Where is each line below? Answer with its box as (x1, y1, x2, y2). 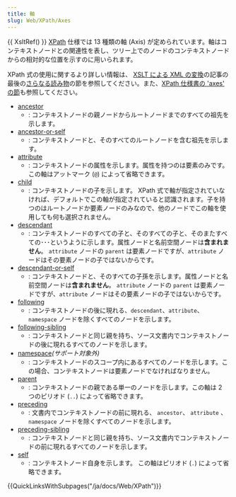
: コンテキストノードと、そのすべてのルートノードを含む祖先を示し (28, 135, 223, 144)
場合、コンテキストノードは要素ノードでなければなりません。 (34, 366, 214, 375)
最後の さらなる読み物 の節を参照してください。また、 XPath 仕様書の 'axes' (7, 79, 225, 87)
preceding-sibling (17, 425, 69, 433)
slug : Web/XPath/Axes (7, 17, 71, 24)
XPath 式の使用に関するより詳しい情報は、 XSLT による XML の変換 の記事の (7, 70, 229, 79)
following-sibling (17, 323, 67, 331)
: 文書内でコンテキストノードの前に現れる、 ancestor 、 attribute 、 (28, 408, 228, 416)
